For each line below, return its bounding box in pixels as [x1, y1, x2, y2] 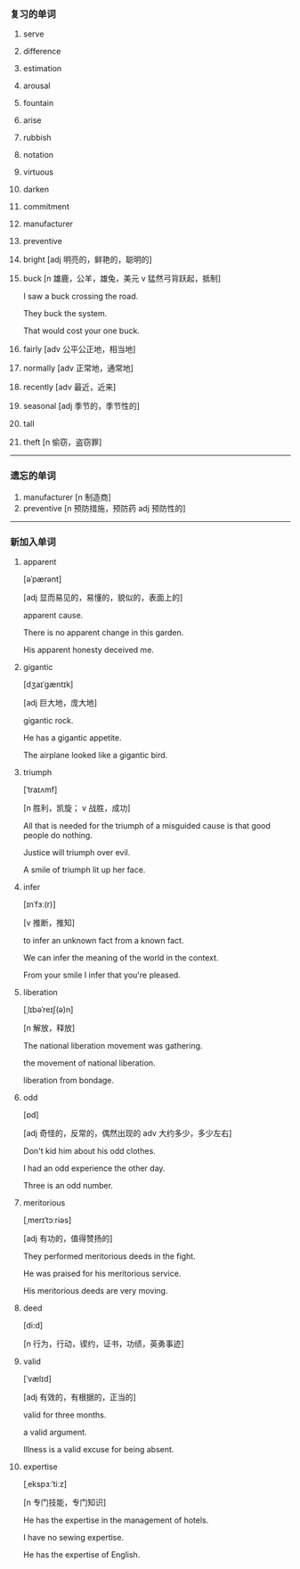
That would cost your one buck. [22, 325, 141, 336]
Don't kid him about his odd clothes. [22, 1145, 157, 1156]
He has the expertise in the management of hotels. [22, 1515, 209, 1525]
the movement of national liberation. [22, 1058, 156, 1068]
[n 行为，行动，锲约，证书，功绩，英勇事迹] [22, 1338, 185, 1349]
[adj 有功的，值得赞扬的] [22, 1232, 113, 1244]
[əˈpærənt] [22, 573, 62, 584]
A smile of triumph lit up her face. [22, 864, 146, 875]
